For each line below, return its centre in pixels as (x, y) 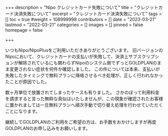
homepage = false (24, 30)
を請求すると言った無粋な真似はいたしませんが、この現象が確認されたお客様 (84, 99)
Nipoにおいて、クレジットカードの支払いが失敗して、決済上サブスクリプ (80, 56)
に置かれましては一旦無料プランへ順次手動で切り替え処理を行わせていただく (84, 105)
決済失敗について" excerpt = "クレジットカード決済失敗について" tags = (88, 14)
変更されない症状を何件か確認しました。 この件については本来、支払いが (85, 69)
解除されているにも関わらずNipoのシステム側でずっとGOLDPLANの (88, 63)
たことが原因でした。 (27, 82)
